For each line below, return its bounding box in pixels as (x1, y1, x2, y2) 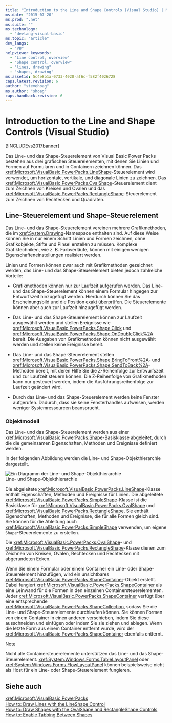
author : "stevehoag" (5, 83, 50, 89)
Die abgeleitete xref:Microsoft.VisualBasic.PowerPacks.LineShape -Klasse (5, 486, 161, 492)
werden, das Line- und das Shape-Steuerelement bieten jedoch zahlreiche (5, 267, 163, 274)
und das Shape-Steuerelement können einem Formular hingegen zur (12, 288, 158, 294)
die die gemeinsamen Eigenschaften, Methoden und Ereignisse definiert (5, 440, 158, 446)
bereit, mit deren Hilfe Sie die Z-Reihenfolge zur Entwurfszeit (35, 368, 164, 374)
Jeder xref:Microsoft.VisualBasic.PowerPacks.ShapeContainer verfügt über (5, 593, 165, 599)
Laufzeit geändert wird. (12, 384, 62, 390)
